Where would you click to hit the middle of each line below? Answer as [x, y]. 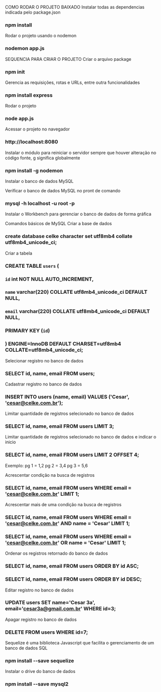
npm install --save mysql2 [37, 684]
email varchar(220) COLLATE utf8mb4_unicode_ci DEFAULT [78, 311]
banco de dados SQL [26, 648]
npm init [15, 72]
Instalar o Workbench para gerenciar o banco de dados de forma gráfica [78, 214]
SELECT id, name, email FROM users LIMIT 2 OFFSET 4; [72, 455]
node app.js [20, 119]
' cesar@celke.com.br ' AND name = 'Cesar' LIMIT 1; [68, 523]
